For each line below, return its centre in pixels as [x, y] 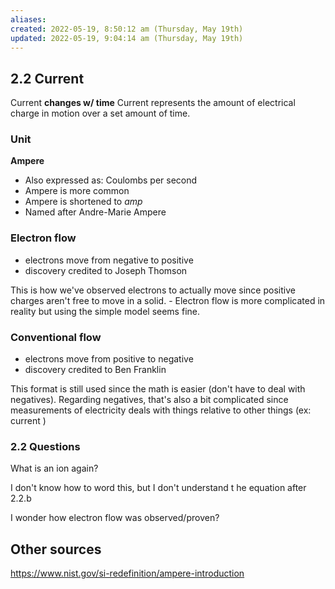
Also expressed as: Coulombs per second [111, 180]
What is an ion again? [54, 468]
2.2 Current [47, 78]
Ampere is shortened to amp [83, 202]
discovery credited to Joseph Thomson [106, 270]
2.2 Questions [45, 446]
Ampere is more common [77, 191]
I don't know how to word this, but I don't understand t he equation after [158, 488]
